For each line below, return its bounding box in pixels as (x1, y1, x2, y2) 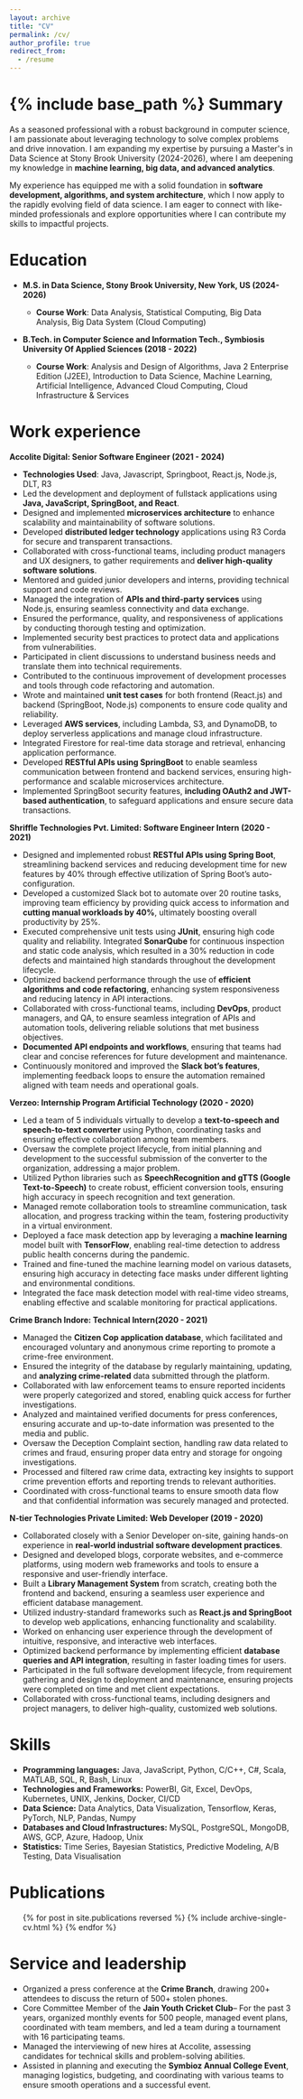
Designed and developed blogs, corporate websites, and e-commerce (22, 1549, 284, 1560)
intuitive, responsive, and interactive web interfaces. (22, 1636, 217, 1647)
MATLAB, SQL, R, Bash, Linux (22, 1774, 133, 1785)
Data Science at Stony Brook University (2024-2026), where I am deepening (9, 153, 293, 163)
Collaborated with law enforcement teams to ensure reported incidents (22, 1379, 286, 1391)
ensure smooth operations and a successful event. (22, 2079, 211, 2090)
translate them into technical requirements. (22, 660, 182, 671)
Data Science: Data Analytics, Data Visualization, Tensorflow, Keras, (22, 1803, 277, 1814)
